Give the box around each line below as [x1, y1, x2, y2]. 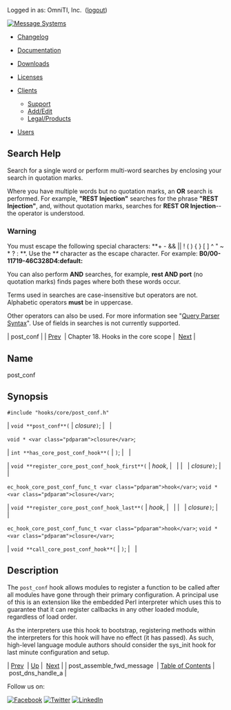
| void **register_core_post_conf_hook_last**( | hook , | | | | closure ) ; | [7, 503, 219, 511]
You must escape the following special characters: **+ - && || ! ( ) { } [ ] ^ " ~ [7, 242, 224, 251]
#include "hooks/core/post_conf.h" [7, 409, 110, 416]
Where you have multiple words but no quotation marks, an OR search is [7, 187, 213, 195]
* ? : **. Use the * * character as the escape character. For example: [7, 249, 198, 258]
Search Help [7, 148, 61, 160]
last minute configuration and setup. [7, 648, 110, 656]
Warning [7, 226, 37, 236]
